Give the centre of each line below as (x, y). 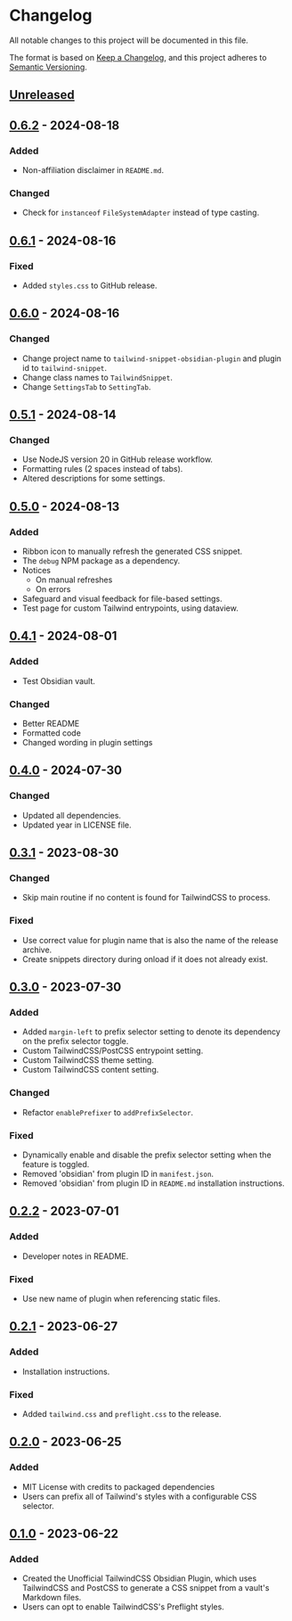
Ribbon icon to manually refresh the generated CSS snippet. (132, 551)
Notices (36, 571)
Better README (51, 724)
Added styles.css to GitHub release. (89, 285)
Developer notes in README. (75, 1256)
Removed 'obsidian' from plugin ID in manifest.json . (118, 1174)
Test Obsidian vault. (59, 681)
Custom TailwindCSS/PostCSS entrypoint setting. (113, 1051)
